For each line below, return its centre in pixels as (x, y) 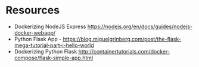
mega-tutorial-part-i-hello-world (54, 45)
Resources (33, 10)
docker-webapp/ (35, 32)
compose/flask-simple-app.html (54, 58)
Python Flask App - (38, 39)
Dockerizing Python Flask (46, 51)
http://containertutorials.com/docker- (124, 51)
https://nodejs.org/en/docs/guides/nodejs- (140, 26)
